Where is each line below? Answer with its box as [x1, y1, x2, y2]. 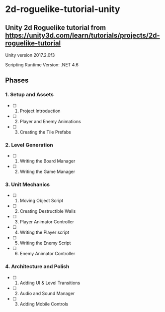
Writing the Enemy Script [19, 240, 71, 246]
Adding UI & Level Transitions [19, 280, 81, 286]
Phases [5, 76, 29, 85]
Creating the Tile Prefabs [19, 129, 71, 135]
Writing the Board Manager [19, 158, 76, 164]
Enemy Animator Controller [19, 251, 76, 257]
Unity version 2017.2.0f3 [5, 52, 55, 58]
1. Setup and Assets [5, 91, 54, 98]
